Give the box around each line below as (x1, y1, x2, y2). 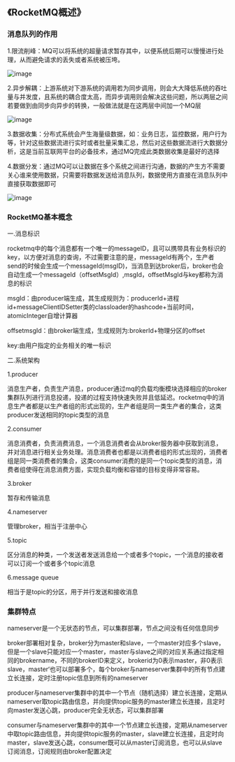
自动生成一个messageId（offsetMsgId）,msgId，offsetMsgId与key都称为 (7, 270, 218, 278)
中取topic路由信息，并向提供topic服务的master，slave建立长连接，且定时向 (7, 730, 225, 738)
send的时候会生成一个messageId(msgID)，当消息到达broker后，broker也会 (7, 261, 224, 270)
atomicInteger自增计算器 (7, 311, 78, 319)
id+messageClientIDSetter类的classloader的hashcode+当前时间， (7, 303, 198, 311)
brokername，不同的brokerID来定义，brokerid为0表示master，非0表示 (19, 656, 223, 665)
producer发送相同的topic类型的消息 (7, 410, 110, 419)
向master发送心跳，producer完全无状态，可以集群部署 (7, 706, 164, 714)
